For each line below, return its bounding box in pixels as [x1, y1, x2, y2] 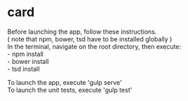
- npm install [7, 50, 44, 58]
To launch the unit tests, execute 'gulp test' [7, 86, 132, 94]
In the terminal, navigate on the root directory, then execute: [7, 42, 182, 50]
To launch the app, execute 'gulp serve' [7, 78, 122, 86]
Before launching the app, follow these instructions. [7, 27, 157, 36]
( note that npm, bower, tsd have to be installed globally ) [7, 34, 173, 43]
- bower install [7, 57, 49, 65]
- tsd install [7, 65, 40, 73]
